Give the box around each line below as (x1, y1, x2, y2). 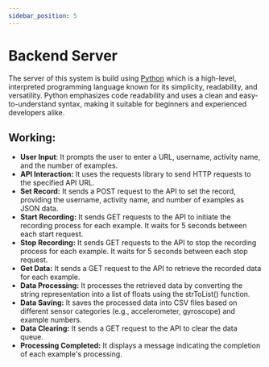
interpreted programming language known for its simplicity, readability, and (8, 81, 258, 91)
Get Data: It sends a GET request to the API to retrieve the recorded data (19, 264, 262, 273)
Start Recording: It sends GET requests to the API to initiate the (19, 212, 231, 222)
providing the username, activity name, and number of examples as (19, 195, 244, 205)
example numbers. (19, 315, 82, 325)
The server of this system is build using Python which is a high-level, (8, 73, 237, 83)
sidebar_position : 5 (8, 11, 78, 20)
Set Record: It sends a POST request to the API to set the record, (19, 186, 236, 196)
